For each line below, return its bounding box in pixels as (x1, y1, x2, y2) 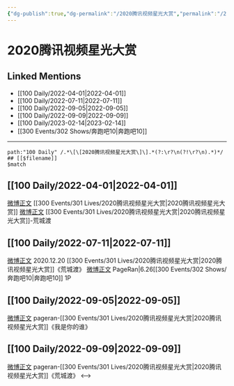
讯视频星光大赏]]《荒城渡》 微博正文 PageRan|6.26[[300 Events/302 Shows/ (7, 265, 227, 274)
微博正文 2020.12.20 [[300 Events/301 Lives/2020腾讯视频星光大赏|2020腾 (7, 256, 223, 265)
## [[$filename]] (7, 155, 58, 162)
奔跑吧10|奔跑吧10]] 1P (7, 274, 72, 282)
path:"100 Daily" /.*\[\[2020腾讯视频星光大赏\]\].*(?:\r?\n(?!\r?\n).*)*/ (7, 148, 224, 155)
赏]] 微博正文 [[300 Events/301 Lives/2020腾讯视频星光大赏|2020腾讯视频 (7, 208, 219, 216)
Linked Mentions (7, 70, 81, 82)
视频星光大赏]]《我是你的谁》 (7, 323, 92, 331)
